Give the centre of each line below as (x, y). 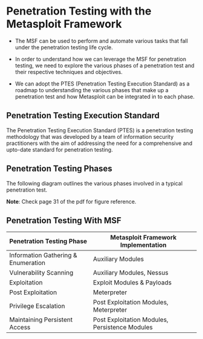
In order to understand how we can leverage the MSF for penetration (101, 59)
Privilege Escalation (37, 306)
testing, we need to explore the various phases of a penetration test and (105, 65)
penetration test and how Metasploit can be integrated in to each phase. (105, 96)
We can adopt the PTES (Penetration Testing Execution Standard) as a (102, 84)
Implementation (143, 245)
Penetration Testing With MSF (64, 220)
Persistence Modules (123, 327)
